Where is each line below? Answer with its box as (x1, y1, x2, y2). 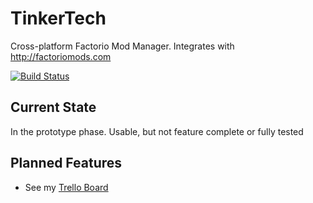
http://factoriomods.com (10, 50, 112, 62)
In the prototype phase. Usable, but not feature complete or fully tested (10, 125, 304, 137)
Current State (10, 99, 97, 116)
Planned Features (10, 155, 123, 172)
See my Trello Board (24, 181, 109, 193)
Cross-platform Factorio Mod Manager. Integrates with (10, 40, 235, 52)
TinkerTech (10, 7, 107, 30)
